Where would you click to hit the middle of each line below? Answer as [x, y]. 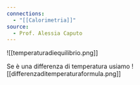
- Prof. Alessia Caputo [47, 33]
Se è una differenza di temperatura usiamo [69, 66]
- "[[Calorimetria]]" [45, 20]
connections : [26, 14]
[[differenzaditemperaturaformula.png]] [64, 74]
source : [18, 26]
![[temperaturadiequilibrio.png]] [52, 53]
